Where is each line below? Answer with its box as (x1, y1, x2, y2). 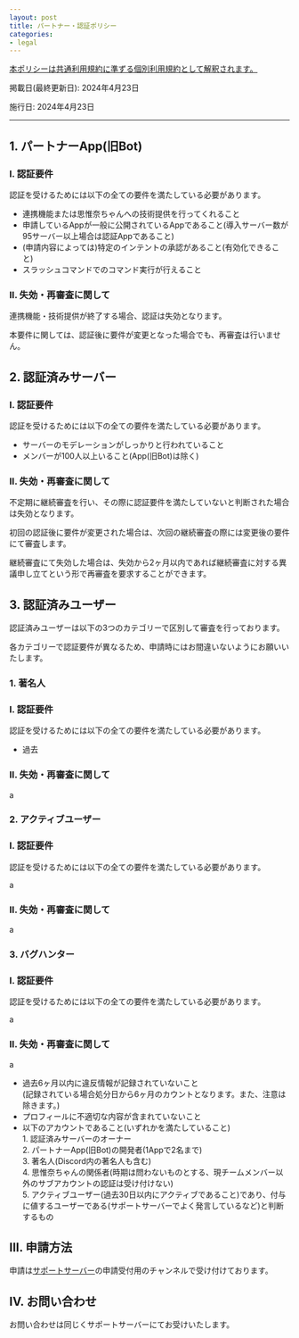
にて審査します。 (9, 538, 71, 549)
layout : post (9, 12, 58, 22)
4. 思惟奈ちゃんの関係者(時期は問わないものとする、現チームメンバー (21, 1167, 276, 1177)
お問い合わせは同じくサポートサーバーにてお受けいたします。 (9, 1319, 235, 1330)
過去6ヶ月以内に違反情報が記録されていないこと (21, 1077, 199, 1088)
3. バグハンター (9, 948, 76, 960)
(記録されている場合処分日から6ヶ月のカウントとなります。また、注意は (21, 1088, 287, 1099)
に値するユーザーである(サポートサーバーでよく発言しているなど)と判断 (21, 1200, 285, 1210)
